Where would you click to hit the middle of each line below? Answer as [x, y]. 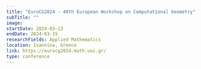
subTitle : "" [23, 17]
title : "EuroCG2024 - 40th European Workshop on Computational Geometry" [101, 12]
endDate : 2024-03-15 [32, 34]
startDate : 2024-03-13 [35, 28]
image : [14, 23]
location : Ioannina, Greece [42, 46]
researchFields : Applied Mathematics [54, 40]
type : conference [28, 56]
